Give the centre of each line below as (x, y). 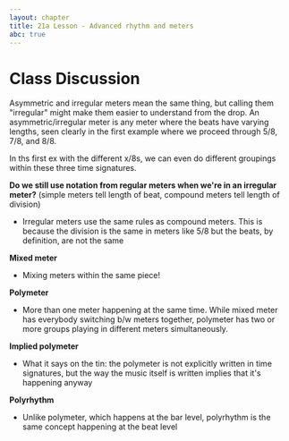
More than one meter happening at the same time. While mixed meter (150, 310)
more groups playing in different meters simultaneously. (125, 329)
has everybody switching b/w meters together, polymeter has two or (149, 319)
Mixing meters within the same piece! (91, 276)
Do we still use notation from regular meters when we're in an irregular (143, 185)
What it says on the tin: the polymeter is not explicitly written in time (147, 364)
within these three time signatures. (73, 168)
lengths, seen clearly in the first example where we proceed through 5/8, (144, 131)
